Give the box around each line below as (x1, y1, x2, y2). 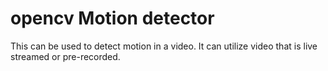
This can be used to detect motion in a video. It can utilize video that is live (10, 40, 318, 52)
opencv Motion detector (10, 7, 215, 30)
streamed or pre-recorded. (10, 50, 121, 62)
